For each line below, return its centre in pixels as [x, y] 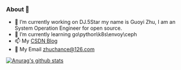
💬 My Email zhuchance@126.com [55, 50]
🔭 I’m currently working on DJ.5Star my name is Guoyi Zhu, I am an [95, 22]
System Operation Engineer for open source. [68, 28]
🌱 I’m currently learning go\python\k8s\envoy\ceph [76, 34]
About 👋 [18, 9]
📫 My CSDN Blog [36, 41]
